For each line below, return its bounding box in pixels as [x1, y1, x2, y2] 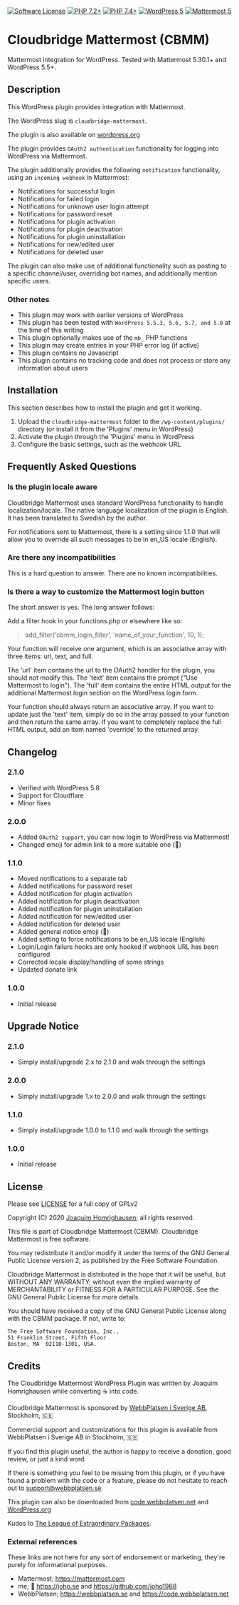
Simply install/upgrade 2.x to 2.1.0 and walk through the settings [17, 1057, 206, 1067]
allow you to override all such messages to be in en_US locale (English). [7, 535, 218, 543]
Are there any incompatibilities [7, 553, 116, 563]
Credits [7, 1360, 41, 1372]
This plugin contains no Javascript [17, 348, 119, 357]
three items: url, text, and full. [7, 652, 94, 660]
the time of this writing [17, 326, 84, 335]
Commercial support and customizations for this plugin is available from [7, 1425, 218, 1434]
